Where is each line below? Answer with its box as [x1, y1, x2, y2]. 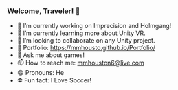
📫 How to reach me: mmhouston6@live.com [16, 58, 144, 67]
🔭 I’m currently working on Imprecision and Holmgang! [16, 22, 172, 30]
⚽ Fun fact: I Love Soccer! [16, 76, 91, 85]
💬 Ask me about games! [16, 51, 85, 59]
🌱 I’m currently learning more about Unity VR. [16, 29, 146, 37]
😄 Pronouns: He [16, 69, 64, 77]
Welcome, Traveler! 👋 [7, 6, 80, 16]
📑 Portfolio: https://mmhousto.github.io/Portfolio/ [16, 44, 156, 52]
